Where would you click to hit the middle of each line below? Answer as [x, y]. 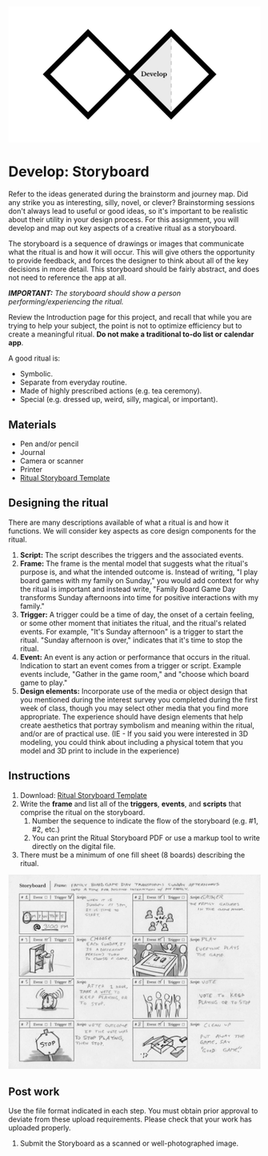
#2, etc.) [46, 829]
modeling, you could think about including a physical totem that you [131, 742]
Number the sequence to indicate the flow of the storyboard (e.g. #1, [145, 820]
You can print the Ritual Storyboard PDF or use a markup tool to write [146, 838]
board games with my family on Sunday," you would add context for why [139, 580]
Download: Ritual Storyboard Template [84, 795]
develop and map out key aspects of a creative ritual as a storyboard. [123, 228]
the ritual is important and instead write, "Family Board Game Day [128, 589]
